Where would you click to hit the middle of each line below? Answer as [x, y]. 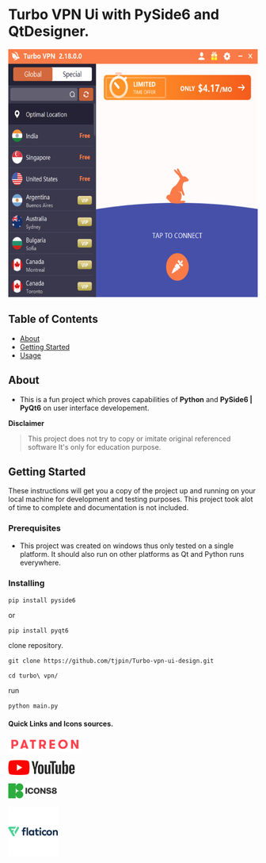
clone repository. [36, 645]
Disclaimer [27, 423]
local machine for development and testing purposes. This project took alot [131, 499]
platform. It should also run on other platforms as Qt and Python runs [132, 554]
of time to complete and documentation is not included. [99, 508]
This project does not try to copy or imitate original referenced [129, 439]
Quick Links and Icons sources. [61, 723]
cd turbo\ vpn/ [33, 676]
